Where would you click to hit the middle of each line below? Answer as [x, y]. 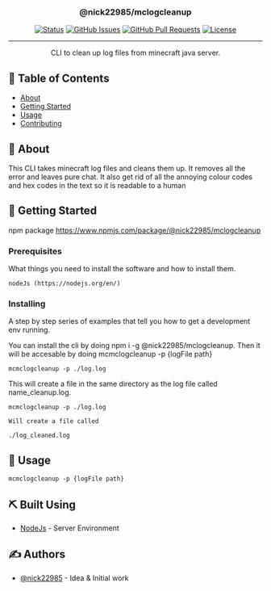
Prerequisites [35, 251]
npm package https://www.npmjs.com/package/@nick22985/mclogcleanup [135, 230]
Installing [27, 304]
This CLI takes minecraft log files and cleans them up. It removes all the [127, 168]
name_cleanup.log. [40, 392]
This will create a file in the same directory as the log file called [113, 384]
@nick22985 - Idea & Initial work [74, 578]
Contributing [41, 124]
